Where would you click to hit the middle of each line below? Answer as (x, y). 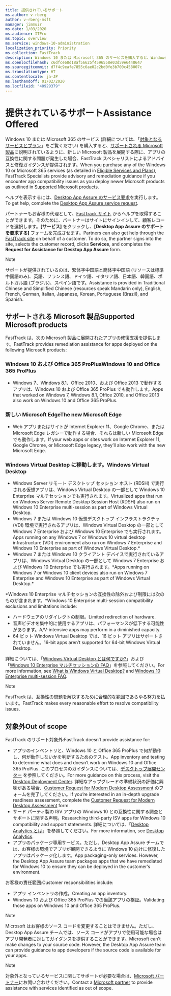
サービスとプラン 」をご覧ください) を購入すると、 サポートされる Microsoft (84, 145)
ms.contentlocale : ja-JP (32, 77)
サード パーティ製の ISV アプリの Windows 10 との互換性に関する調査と (88, 812)
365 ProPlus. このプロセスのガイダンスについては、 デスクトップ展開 (84, 769)
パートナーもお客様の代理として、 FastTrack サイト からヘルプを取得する (81, 213)
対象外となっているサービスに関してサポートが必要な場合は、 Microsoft (80, 976)
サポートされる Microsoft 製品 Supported (70, 316)
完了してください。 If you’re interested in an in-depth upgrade (95, 794)
